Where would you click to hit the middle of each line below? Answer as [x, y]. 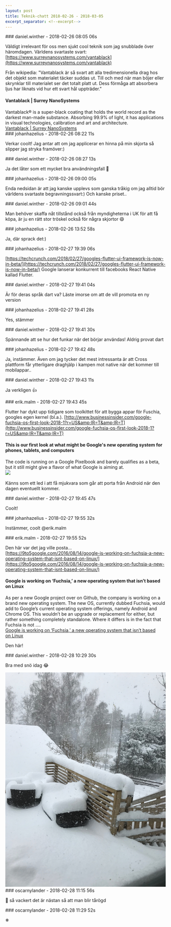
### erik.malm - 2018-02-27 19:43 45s [46, 402]
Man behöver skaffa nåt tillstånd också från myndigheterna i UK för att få [82, 214]
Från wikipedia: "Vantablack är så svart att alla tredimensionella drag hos [81, 73]
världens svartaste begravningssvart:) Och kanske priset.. [66, 194]
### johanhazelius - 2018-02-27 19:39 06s [50, 248]
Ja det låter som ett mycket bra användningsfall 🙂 [57, 169]
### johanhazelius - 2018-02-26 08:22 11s [50, 134]
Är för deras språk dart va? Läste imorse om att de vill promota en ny [77, 294]
